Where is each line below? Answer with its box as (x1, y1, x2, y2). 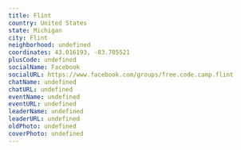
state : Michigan (8, 26, 62, 34)
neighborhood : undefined (8, 41, 91, 49)
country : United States (8, 19, 88, 27)
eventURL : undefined (8, 100, 77, 108)
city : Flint (8, 33, 48, 42)
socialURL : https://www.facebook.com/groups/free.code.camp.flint (8, 71, 234, 79)
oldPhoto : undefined (8, 122, 77, 130)
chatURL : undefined (8, 85, 73, 94)
